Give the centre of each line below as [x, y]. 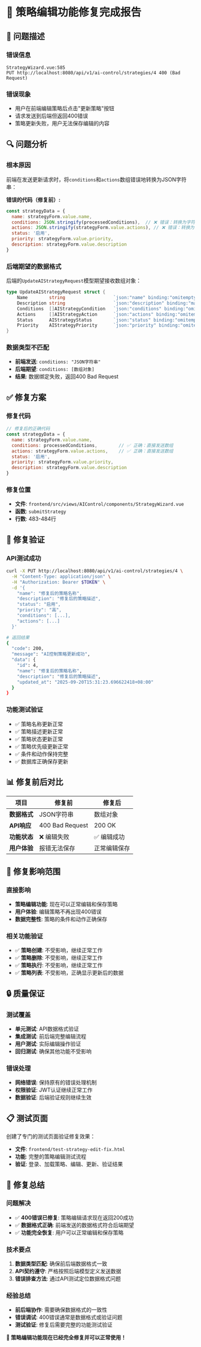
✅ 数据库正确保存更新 [42, 761]
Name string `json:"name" [81, 298]
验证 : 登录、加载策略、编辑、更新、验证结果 [69, 1164]
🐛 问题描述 [25, 36]
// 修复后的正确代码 [28, 429]
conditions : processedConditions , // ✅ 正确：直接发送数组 [92, 445]
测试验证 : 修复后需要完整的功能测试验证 [63, 1325]
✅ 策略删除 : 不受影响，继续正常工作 [59, 958]
